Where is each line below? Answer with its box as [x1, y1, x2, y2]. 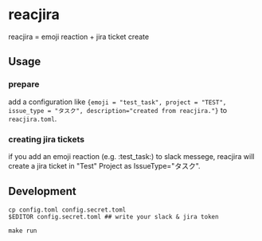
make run [8, 227, 37, 235]
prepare [8, 79, 40, 90]
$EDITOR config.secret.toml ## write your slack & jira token [8, 212, 219, 220]
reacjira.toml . [8, 114, 57, 123]
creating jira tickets [8, 134, 85, 145]
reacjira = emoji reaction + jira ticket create [8, 32, 150, 41]
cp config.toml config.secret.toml [8, 205, 127, 214]
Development [8, 185, 77, 198]
